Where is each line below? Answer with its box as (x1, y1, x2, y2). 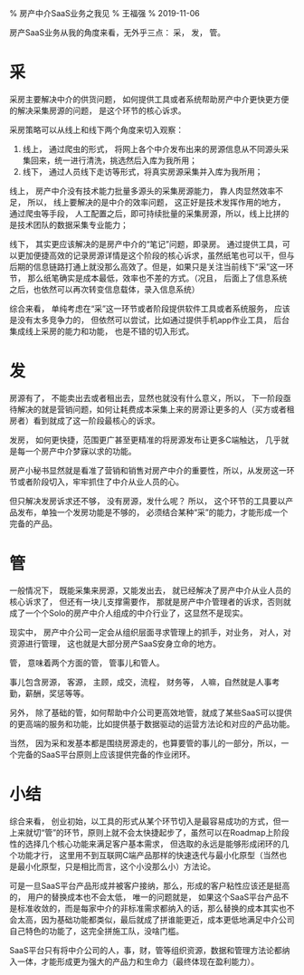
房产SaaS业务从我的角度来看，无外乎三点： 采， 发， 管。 (9, 27, 226, 38)
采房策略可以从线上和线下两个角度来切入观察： (9, 124, 184, 135)
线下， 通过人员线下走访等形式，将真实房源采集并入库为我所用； (22, 166, 263, 177)
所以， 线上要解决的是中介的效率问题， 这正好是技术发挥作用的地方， (26, 196, 286, 207)
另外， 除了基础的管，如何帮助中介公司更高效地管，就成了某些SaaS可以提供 (9, 707, 292, 718)
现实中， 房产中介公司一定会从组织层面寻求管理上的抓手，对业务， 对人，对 (9, 626, 291, 637)
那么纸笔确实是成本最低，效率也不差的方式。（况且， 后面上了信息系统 (26, 272, 288, 283)
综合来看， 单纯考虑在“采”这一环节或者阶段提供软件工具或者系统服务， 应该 (9, 302, 291, 314)
